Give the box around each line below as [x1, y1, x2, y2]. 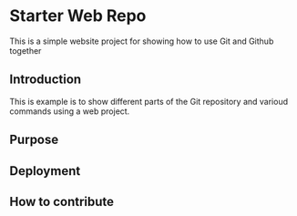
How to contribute [9, 193, 115, 210]
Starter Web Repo [9, 5, 147, 26]
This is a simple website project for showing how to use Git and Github [9, 36, 274, 46]
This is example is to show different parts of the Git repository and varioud [9, 96, 289, 107]
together [9, 45, 42, 56]
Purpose [9, 132, 59, 148]
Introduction [9, 72, 82, 87]
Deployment [9, 163, 81, 179]
